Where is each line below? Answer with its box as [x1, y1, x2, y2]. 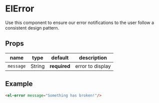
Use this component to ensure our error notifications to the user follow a [5, 19, 154, 25]
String [30, 62, 45, 69]
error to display [74, 62, 111, 69]
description [79, 54, 107, 61]
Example [5, 79, 33, 88]
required [49, 62, 70, 69]
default [51, 54, 69, 61]
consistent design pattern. [5, 24, 59, 30]
